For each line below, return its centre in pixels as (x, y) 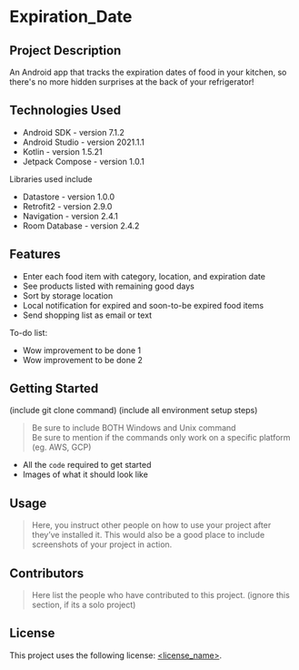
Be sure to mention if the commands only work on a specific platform (161, 438)
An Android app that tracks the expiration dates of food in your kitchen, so (148, 72)
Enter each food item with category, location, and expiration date (144, 276)
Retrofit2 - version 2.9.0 (67, 206)
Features (35, 254)
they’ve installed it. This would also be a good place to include (148, 535)
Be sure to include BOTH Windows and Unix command (134, 428)
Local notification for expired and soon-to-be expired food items (143, 305)
